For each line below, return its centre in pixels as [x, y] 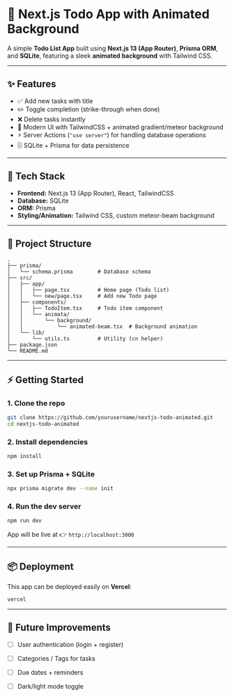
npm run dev [24, 521]
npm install [24, 456]
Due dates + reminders [50, 672]
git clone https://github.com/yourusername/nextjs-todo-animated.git [110, 418]
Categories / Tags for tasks [56, 658]
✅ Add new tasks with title [55, 101]
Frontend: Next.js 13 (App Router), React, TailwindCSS [95, 193]
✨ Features [32, 84]
